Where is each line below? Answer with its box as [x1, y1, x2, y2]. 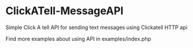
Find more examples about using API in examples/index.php [5, 35, 152, 42]
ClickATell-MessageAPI [5, 4, 124, 18]
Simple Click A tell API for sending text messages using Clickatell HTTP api [5, 24, 188, 31]
